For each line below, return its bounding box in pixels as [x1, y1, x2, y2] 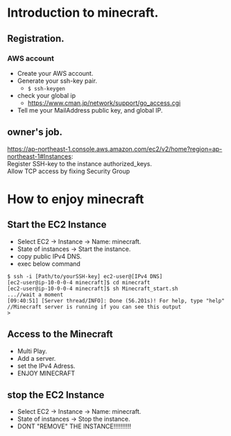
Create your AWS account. [17, 69, 94, 77]
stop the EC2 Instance [7, 389, 105, 401]
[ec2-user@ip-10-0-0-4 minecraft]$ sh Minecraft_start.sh [7, 285, 178, 292]
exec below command [17, 259, 81, 268]
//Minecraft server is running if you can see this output [7, 303, 182, 310]
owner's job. [7, 127, 63, 138]
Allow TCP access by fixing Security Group [7, 167, 130, 175]
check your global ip [17, 91, 76, 99]
